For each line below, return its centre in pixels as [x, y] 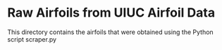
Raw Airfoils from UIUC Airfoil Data [111, 13]
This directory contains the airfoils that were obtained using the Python [110, 32]
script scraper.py [32, 39]
